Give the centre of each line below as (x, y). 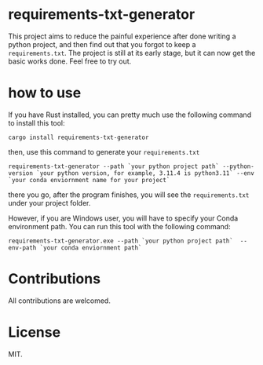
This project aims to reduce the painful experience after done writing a (122, 36)
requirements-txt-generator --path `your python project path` (114, 166)
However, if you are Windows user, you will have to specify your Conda (123, 218)
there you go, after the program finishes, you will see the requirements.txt (129, 195)
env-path (22, 248)
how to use (45, 93)
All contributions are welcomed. (60, 301)
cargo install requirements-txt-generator (79, 137)
